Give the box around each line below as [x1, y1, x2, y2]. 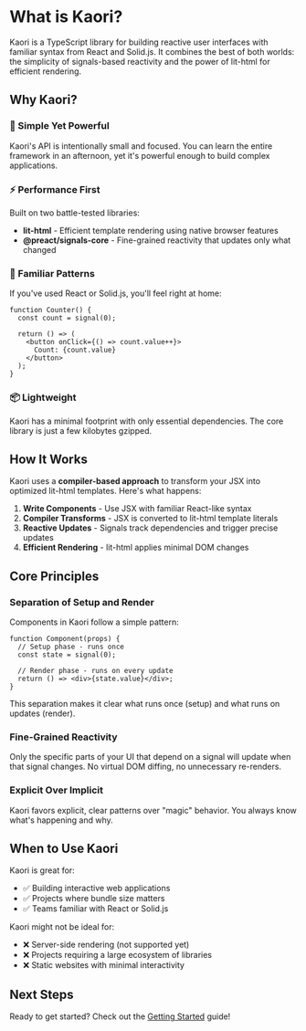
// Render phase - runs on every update [17, 667, 174, 676]
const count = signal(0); [17, 313, 117, 323]
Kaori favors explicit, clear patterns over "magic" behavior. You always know [9, 805, 297, 815]
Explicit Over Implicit [9, 784, 103, 796]
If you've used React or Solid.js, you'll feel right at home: [9, 288, 222, 299]
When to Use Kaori [9, 841, 119, 856]
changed [22, 244, 57, 255]
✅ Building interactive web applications [22, 883, 171, 894]
